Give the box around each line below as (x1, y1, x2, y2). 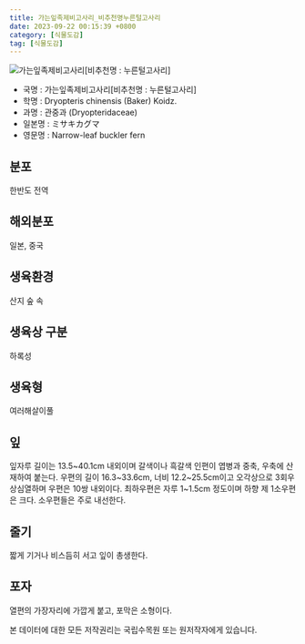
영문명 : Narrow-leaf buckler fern (22, 129, 146, 141)
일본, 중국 (9, 240, 44, 250)
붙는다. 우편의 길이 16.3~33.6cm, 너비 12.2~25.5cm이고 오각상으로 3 (33, 472, 280, 483)
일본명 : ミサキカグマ (22, 118, 100, 129)
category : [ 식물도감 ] (9, 30, 84, 39)
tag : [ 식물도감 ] (9, 38, 64, 48)
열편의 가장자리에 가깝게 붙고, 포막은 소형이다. (9, 605, 173, 616)
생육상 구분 (9, 324, 68, 340)
